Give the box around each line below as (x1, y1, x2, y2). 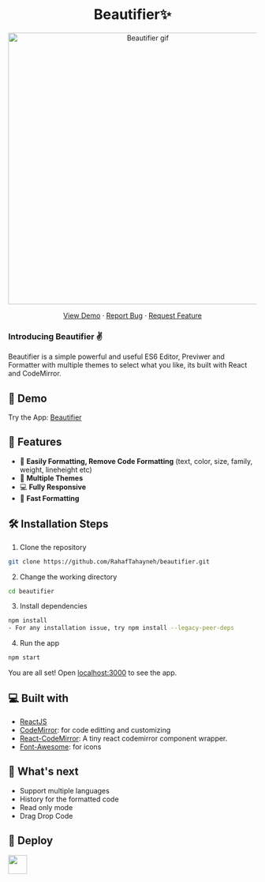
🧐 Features (8, 435, 62, 449)
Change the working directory (19, 571, 118, 582)
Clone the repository (19, 542, 87, 552)
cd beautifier (8, 587, 55, 595)
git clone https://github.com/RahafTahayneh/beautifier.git (8, 557, 211, 566)
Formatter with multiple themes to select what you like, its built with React (8, 360, 248, 370)
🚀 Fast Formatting (19, 493, 80, 503)
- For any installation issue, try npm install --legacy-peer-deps (8, 624, 235, 632)
